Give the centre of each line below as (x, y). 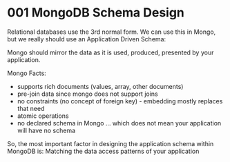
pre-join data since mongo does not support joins (87, 94)
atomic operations (43, 116)
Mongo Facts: (27, 73)
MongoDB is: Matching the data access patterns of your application (103, 151)
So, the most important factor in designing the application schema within (111, 143)
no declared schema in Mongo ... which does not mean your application (119, 123)
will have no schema (46, 130)
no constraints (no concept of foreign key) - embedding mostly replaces (120, 101)
